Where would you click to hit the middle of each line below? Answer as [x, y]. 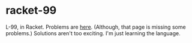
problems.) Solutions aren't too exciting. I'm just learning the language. [93, 33]
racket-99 [31, 10]
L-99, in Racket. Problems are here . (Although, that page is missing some [96, 27]
